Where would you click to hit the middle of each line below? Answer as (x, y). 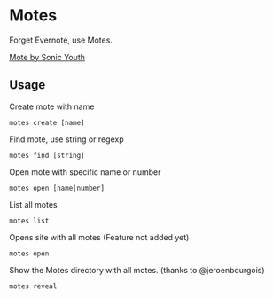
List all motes (33, 204)
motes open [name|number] (57, 188)
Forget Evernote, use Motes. (61, 40)
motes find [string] (47, 155)
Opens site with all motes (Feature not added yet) (99, 237)
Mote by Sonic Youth (47, 57)
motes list (29, 221)
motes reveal (33, 286)
